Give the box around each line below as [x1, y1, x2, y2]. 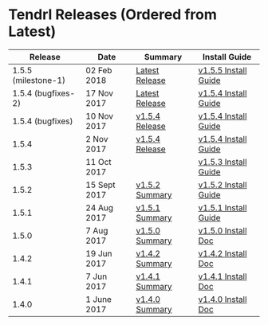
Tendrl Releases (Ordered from [8, 6, 217, 24]
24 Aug [85, 202, 114, 213]
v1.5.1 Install [198, 202, 247, 213]
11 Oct [85, 156, 112, 167]
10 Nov [85, 110, 114, 121]
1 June [85, 293, 112, 304]
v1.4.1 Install [198, 271, 247, 282]
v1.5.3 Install [198, 156, 247, 167]
